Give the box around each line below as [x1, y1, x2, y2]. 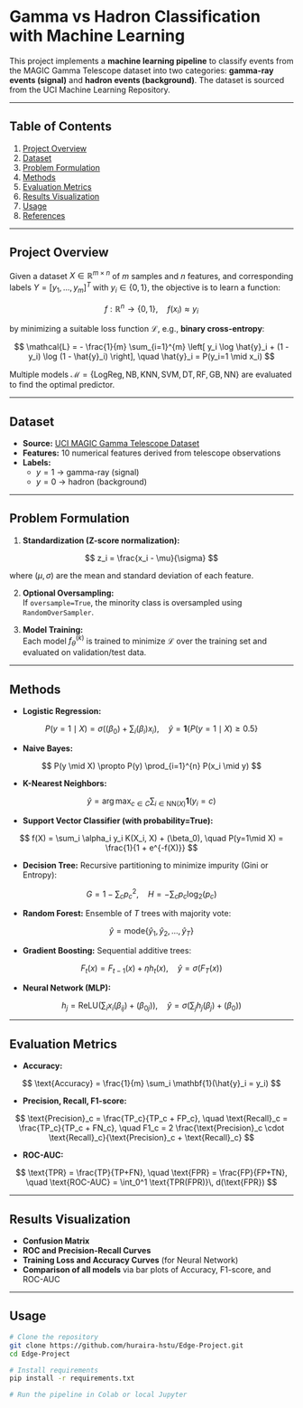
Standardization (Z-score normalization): [22, 535, 180, 546]
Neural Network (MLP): [22, 982, 111, 993]
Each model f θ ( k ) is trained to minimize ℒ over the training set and [22, 634, 268, 648]
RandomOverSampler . [22, 606, 95, 617]
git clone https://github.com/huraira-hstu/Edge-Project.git [9, 1340, 244, 1350]
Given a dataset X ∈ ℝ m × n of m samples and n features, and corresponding [9, 268, 294, 281]
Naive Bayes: [22, 743, 74, 754]
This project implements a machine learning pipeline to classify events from [9, 55, 294, 66]
